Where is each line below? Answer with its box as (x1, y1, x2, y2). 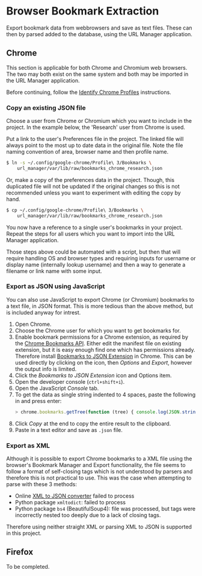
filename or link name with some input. (6, 267, 102, 275)
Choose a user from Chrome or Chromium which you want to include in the (6, 117, 192, 125)
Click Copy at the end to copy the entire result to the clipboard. (14, 420, 171, 427)
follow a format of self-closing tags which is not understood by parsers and (6, 468, 193, 475)
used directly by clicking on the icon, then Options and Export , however (14, 358, 192, 366)
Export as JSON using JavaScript (6, 282, 105, 290)
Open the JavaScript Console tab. (14, 384, 99, 392)
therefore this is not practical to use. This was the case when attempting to (6, 474, 192, 481)
